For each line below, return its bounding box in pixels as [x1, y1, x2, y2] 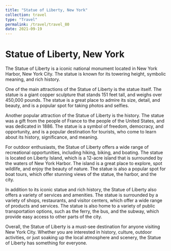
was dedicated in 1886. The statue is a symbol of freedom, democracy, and [5, 123, 164, 129]
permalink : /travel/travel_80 [5, 21, 70, 27]
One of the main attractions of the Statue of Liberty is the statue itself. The [5, 86, 162, 93]
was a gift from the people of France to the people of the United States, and [5, 118, 165, 124]
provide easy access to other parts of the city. [5, 214, 102, 220]
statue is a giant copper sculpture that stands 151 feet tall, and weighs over [5, 92, 162, 98]
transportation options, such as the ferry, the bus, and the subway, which [5, 208, 159, 215]
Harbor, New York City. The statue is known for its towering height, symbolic [5, 71, 166, 77]
